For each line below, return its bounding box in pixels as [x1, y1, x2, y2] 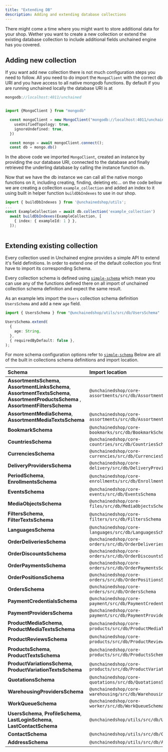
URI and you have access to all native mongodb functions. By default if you [5, 80, 160, 86]
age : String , [14, 328, 41, 334]
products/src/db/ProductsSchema [89, 652, 166, 658]
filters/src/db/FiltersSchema [89, 517, 161, 522]
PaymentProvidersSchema [7, 610, 73, 617]
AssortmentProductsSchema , [7, 396, 81, 403]
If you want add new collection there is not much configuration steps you [5, 69, 156, 75]
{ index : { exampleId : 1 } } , [14, 218, 77, 223]
